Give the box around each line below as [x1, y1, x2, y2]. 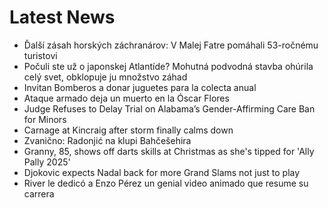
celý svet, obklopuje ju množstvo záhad [23, 71, 188, 83]
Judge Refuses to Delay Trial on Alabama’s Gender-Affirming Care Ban [23, 102, 316, 115]
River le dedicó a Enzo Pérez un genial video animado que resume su [23, 177, 309, 189]
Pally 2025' [23, 156, 71, 168]
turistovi [23, 49, 58, 61]
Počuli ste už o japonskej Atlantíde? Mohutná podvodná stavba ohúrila [23, 60, 314, 72]
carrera [23, 187, 55, 200]
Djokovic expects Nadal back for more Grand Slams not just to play [23, 166, 301, 178]
